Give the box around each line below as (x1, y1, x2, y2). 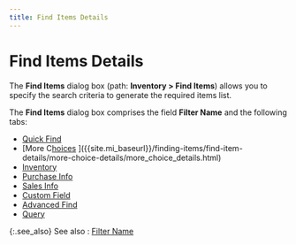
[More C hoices (21, 142, 77, 153)
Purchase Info (21, 171, 73, 181)
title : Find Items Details (9, 12, 109, 22)
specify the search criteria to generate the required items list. (9, 89, 232, 100)
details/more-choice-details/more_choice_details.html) (21, 152, 222, 163)
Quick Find (21, 134, 62, 144)
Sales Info (21, 180, 59, 191)
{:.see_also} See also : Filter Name (9, 226, 134, 236)
